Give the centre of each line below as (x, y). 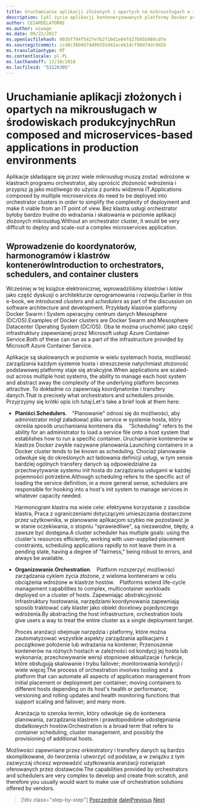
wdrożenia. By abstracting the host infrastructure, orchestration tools (99, 614)
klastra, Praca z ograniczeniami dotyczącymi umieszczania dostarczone (103, 513)
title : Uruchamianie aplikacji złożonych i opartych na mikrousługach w (98, 12)
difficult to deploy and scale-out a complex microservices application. (92, 227)
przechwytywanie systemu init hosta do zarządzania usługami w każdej (103, 470)
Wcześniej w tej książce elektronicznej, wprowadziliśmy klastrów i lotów (95, 289)
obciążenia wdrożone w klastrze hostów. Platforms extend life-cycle (100, 582)
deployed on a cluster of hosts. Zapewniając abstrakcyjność (88, 595)
